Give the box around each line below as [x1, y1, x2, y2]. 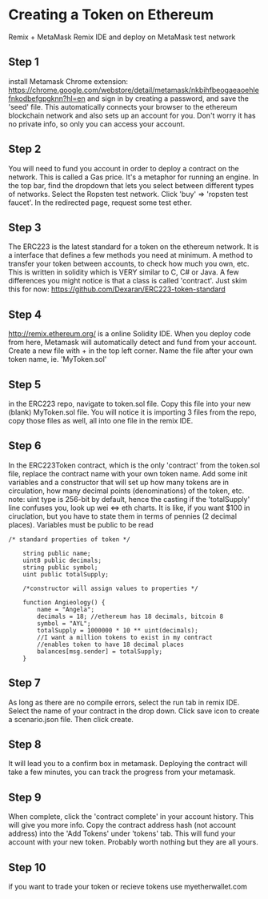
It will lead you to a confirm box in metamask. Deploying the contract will [8, 759, 248, 769]
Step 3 [8, 220, 42, 234]
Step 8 [8, 738, 42, 752]
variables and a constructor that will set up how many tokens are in [8, 477, 230, 487]
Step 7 [8, 676, 42, 690]
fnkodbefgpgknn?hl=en [8, 94, 86, 103]
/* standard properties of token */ [8, 535, 130, 544]
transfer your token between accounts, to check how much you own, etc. [8, 259, 250, 269]
